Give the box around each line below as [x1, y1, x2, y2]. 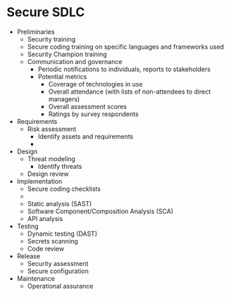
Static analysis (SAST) [27, 199, 92, 208]
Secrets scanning [27, 236, 78, 245]
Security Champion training [27, 50, 107, 58]
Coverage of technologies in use [48, 80, 143, 88]
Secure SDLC [6, 4, 85, 20]
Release [16, 251, 40, 260]
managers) [48, 94, 80, 103]
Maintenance [16, 274, 56, 282]
